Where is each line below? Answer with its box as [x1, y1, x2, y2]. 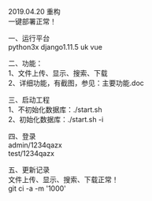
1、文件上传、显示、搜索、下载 [8, 69, 108, 77]
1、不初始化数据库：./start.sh [8, 105, 102, 114]
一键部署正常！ [8, 17, 57, 26]
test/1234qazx [8, 149, 55, 158]
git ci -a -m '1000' [8, 184, 67, 193]
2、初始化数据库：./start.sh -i [8, 115, 104, 124]
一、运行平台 [8, 34, 50, 43]
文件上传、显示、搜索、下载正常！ [8, 175, 119, 184]
